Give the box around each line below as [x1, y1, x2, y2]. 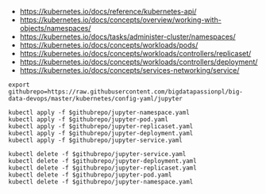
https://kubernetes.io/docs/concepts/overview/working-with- [19, 15, 222, 25]
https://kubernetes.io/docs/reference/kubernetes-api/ [19, 7, 197, 16]
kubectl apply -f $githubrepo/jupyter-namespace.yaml [8, 108, 191, 116]
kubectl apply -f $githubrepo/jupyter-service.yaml [8, 136, 183, 144]
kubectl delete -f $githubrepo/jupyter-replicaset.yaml [8, 164, 197, 172]
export [8, 81, 30, 89]
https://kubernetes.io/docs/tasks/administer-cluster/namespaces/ [19, 32, 236, 41]
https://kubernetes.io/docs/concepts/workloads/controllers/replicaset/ [19, 49, 252, 58]
